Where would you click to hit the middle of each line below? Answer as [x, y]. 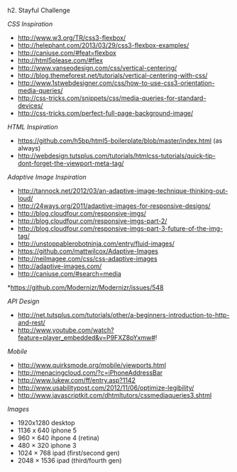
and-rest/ [32, 323]
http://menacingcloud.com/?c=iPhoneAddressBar [90, 373]
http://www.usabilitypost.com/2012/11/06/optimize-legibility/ [106, 388]
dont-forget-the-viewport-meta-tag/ [71, 163]
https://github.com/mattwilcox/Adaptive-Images [88, 251]
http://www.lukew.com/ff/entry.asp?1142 [77, 380]
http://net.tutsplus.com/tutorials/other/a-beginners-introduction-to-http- [123, 315]
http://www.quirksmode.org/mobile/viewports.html [92, 365]
